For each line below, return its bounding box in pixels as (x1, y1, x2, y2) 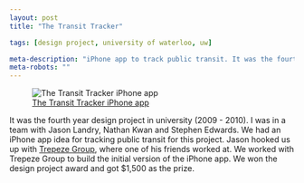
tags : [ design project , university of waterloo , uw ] (9, 38, 213, 47)
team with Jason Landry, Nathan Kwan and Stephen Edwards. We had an (9, 124, 281, 136)
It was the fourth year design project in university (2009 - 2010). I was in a (9, 115, 287, 126)
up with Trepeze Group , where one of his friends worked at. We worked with (9, 144, 294, 155)
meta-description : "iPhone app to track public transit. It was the (9, 54, 273, 63)
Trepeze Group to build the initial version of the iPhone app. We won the (9, 153, 278, 164)
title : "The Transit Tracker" (9, 22, 124, 31)
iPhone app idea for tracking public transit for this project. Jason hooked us (9, 134, 291, 145)
